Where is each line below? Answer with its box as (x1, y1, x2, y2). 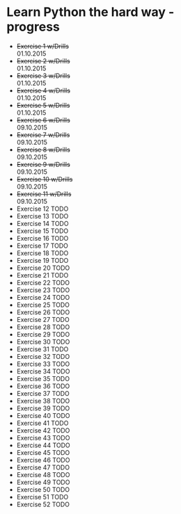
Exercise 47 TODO (16, 463, 70, 472)
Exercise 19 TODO (16, 256, 69, 264)
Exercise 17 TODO (16, 241, 69, 250)
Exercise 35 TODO (16, 374, 70, 383)
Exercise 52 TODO (16, 500, 70, 508)
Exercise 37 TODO (16, 389, 70, 397)
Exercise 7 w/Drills (16, 130, 70, 139)
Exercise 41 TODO (16, 419, 69, 427)
